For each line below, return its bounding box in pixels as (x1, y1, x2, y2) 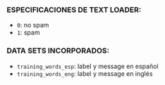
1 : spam (16, 28, 40, 37)
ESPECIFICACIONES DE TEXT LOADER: (6, 5, 142, 15)
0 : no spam (16, 21, 49, 30)
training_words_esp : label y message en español (16, 62, 159, 70)
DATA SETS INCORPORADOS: (6, 46, 110, 55)
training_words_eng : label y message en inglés (16, 69, 153, 78)
